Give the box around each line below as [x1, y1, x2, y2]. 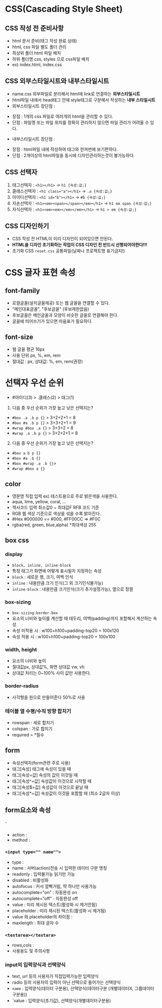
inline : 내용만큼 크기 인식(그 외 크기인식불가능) [12, 580, 103, 586]
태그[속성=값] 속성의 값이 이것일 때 [12, 772, 78, 778]
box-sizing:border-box [12, 611, 58, 615]
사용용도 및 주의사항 [12, 948, 50, 954]
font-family [5, 287, 40, 295]
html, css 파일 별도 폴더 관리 [12, 44, 66, 50]
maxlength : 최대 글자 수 [12, 920, 59, 926]
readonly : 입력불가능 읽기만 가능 [12, 871, 75, 877]
